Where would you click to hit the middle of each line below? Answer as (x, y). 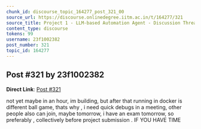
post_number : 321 (28, 45)
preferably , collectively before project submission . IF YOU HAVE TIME (94, 119)
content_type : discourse (37, 28)
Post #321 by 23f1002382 (55, 75)
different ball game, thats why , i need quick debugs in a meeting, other (94, 107)
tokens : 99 (20, 34)
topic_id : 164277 (28, 51)
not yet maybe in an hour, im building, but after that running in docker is (94, 101)
